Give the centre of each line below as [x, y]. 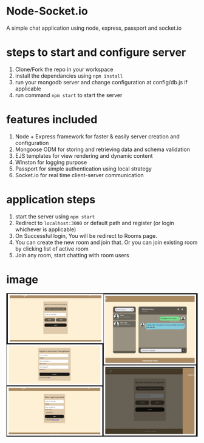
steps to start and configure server [96, 52]
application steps [51, 200]
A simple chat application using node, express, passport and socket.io [94, 28]
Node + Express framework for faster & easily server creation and [97, 136]
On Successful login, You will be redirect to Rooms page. [86, 235]
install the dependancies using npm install [69, 76]
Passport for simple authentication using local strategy [83, 169]
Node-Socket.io [47, 11]
